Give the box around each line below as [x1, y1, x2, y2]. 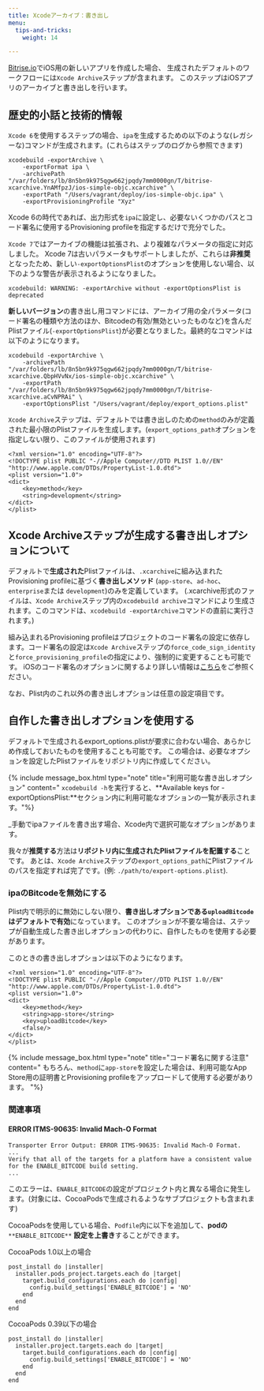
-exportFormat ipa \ [22, 163, 90, 171]
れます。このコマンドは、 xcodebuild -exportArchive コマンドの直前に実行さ [8, 606, 255, 615]
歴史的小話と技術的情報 [8, 108, 122, 122]
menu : [8, 19, 26, 27]
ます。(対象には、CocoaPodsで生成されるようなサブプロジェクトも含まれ [8, 1194, 248, 1204]
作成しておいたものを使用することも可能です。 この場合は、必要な [14, 746, 230, 755]
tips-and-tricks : [15, 26, 73, 34]
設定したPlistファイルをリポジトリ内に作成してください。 [28, 755, 215, 766]
